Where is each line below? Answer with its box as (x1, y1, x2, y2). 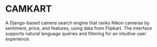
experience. (5, 36, 31, 42)
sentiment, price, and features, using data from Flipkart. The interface (5, 25, 152, 31)
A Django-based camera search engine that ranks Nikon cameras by (5, 20, 150, 26)
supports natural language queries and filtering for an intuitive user (5, 30, 147, 36)
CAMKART (5, 3, 52, 15)
